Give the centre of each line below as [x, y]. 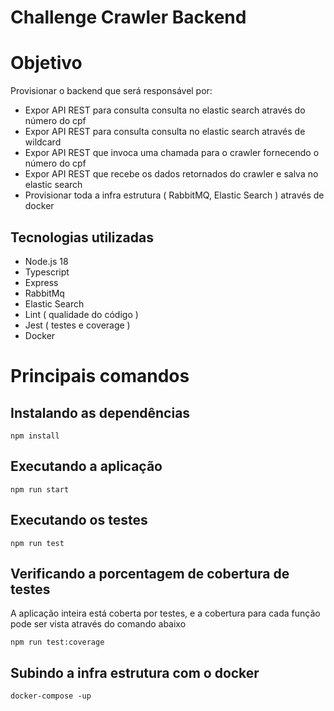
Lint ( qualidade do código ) [81, 314]
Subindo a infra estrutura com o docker [135, 672]
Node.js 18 [46, 261]
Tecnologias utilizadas [82, 237]
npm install [35, 436]
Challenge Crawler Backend [128, 17]
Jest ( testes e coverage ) [77, 325]
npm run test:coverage [57, 642]
